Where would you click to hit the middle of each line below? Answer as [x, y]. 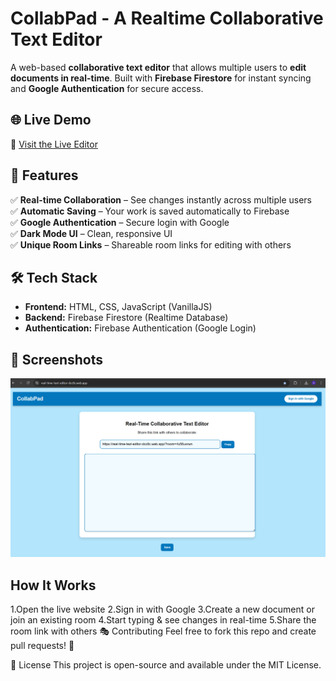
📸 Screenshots [57, 359]
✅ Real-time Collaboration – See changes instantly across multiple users [161, 199]
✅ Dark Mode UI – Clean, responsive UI [91, 233]
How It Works [53, 585]
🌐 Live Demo [51, 120]
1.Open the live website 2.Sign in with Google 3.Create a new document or [162, 609]
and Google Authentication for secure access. [107, 88]
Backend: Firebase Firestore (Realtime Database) [126, 318]
